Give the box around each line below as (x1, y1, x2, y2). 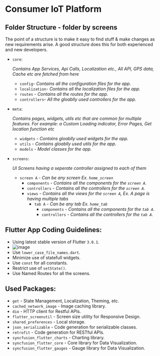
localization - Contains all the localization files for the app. (19, 86, 141, 92)
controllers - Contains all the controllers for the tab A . (41, 211, 154, 217)
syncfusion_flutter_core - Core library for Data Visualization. (12, 340, 137, 346)
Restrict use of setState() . (12, 265, 66, 271)
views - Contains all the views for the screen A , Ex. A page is (27, 191, 150, 196)
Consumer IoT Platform (5, 3, 102, 15)
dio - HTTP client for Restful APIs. (12, 308, 81, 314)
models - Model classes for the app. (19, 146, 92, 152)
